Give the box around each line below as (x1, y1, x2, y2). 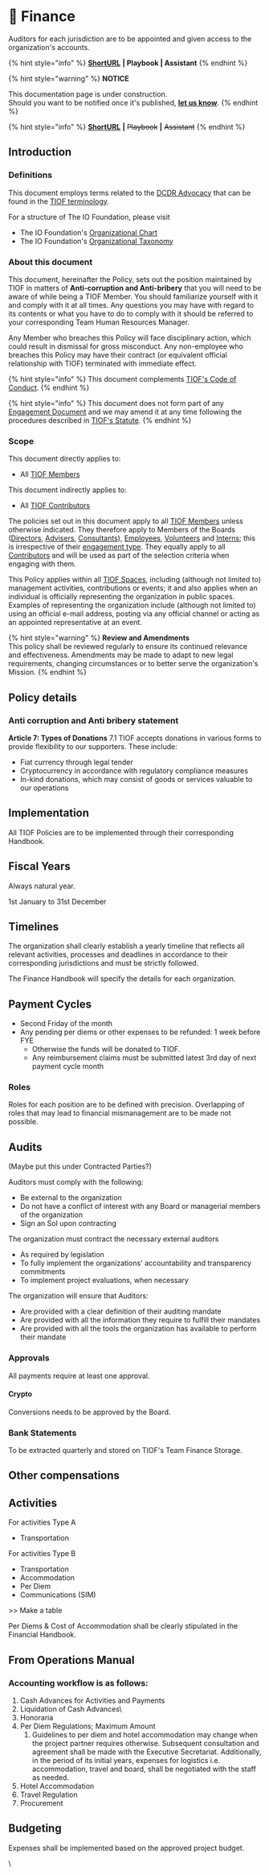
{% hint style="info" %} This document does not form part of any (8, 398, 225, 408)
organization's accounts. (8, 42, 90, 52)
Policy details (8, 690, 78, 704)
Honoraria (19, 1712, 54, 1722)
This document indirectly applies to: (8, 485, 127, 495)
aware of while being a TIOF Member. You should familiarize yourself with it (8, 292, 259, 301)
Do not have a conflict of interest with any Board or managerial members (19, 1202, 261, 1211)
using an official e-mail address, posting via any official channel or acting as (8, 609, 260, 619)
